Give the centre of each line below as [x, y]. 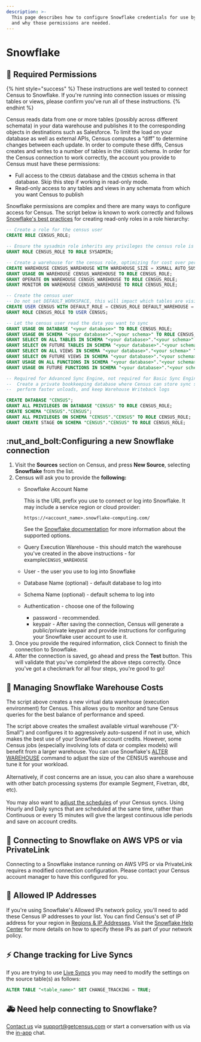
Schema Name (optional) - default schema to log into [89, 595]
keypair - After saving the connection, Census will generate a [108, 624]
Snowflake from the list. [45, 471]
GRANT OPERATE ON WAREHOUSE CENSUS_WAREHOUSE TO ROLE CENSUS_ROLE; [92, 279]
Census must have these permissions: [53, 164]
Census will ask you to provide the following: [71, 478]
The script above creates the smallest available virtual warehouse [87, 726]
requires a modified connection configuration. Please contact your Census [98, 870]
